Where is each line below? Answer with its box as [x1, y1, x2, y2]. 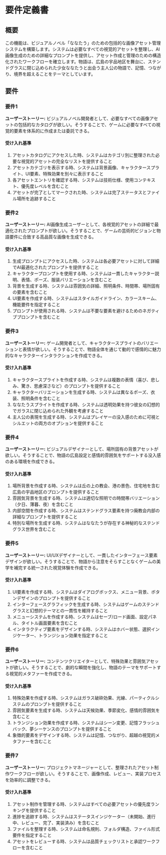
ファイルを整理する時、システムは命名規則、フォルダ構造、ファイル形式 [12, 826, 160, 832]
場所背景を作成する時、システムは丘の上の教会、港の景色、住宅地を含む [12, 483, 160, 489]
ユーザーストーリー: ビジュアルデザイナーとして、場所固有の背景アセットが [5, 446, 159, 452]
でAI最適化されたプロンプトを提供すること [12, 264, 99, 270]
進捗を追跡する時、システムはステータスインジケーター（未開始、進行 [12, 813, 156, 819]
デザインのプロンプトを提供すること [16, 595, 91, 601]
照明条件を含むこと [21, 395, 60, 401]
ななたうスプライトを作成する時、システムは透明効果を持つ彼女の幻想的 [12, 401, 160, 408]
